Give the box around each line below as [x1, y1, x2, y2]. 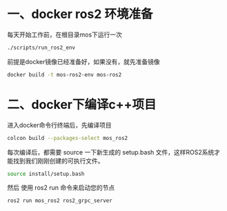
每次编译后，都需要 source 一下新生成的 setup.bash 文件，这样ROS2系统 [7, 148, 215, 156]
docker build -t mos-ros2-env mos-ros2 [7, 71, 122, 78]
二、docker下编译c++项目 [7, 97, 157, 112]
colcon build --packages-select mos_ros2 [7, 134, 128, 141]
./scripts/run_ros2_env [7, 44, 76, 51]
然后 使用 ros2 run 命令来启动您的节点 [7, 183, 115, 192]
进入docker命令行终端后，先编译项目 [7, 121, 112, 129]
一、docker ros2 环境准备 [7, 6, 153, 22]
